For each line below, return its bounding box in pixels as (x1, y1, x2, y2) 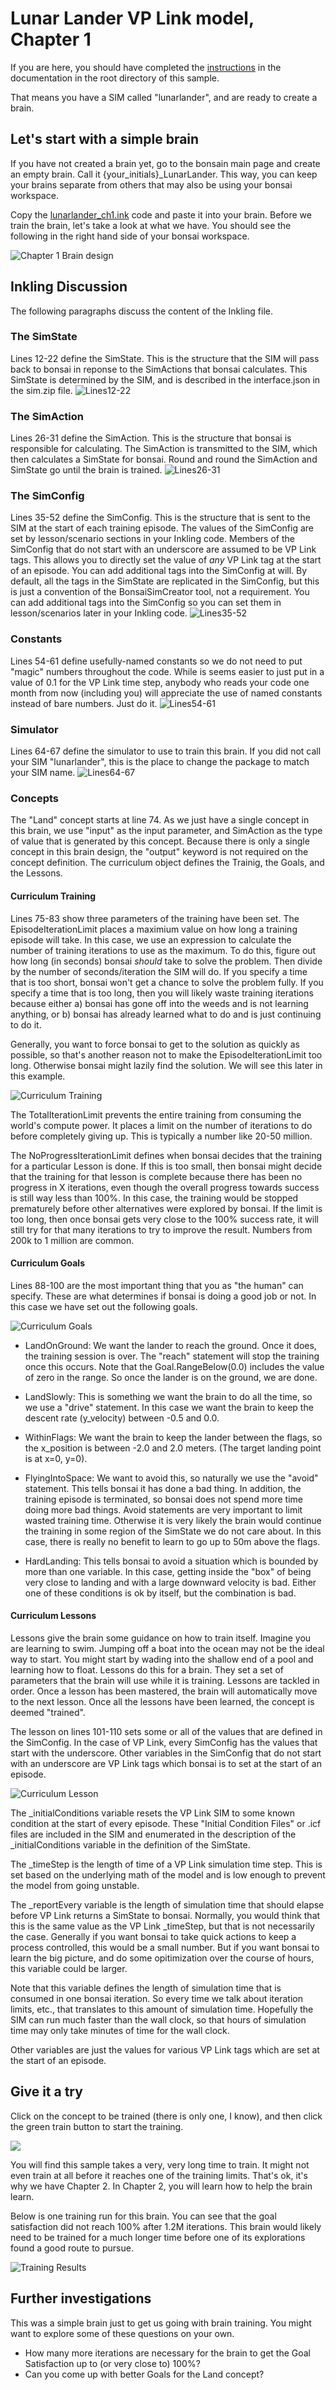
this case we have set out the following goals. (10, 1300, 198, 1312)
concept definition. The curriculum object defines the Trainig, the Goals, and (10, 857, 325, 869)
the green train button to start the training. (10, 2120, 184, 2132)
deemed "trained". (10, 1706, 86, 1718)
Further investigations (10, 2290, 152, 2307)
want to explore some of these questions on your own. (10, 2327, 235, 2339)
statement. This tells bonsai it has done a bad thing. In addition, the (24, 1482, 302, 1494)
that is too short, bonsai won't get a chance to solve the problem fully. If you (10, 976, 324, 988)
